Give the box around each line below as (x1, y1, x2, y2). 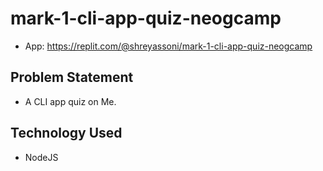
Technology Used (10, 125, 123, 142)
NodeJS (24, 151, 59, 163)
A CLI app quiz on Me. (24, 95, 117, 107)
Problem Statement (10, 69, 134, 86)
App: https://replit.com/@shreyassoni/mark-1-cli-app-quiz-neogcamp (24, 40, 313, 52)
